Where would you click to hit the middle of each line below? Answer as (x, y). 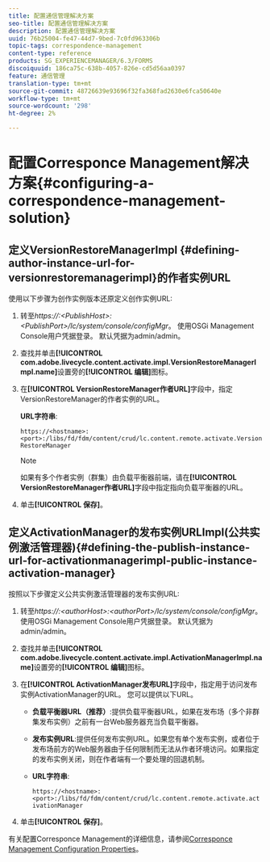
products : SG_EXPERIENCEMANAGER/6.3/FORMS (81, 61)
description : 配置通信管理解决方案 (62, 31)
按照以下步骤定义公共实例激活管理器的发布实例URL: (94, 594)
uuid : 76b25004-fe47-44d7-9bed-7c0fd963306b (84, 38)
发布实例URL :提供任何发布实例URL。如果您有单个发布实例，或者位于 (146, 738)
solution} (39, 218)
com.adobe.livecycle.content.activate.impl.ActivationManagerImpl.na (141, 657)
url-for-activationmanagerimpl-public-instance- (133, 561)
